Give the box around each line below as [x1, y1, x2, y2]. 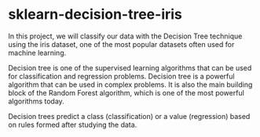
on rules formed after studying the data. [8, 120, 137, 129]
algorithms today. [8, 96, 64, 106]
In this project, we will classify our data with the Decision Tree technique [8, 31, 243, 41]
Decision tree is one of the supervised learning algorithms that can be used [8, 63, 252, 72]
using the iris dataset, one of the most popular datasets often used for [8, 39, 235, 49]
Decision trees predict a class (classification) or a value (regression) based [8, 111, 251, 121]
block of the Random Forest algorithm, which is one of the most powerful [8, 88, 245, 97]
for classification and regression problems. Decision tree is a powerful [8, 71, 235, 81]
